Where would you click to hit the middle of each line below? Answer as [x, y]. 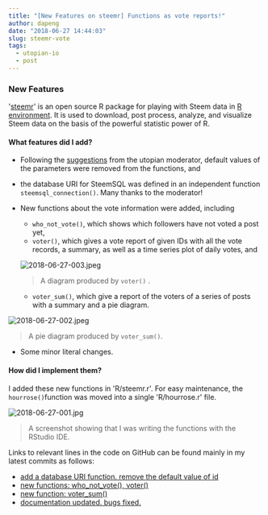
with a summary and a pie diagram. [90, 305]
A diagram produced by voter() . [95, 281]
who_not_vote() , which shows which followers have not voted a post [145, 224]
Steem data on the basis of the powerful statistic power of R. [109, 124]
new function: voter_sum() [64, 493]
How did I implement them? [55, 370]
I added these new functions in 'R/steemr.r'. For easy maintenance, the [126, 388]
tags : [17, 46]
